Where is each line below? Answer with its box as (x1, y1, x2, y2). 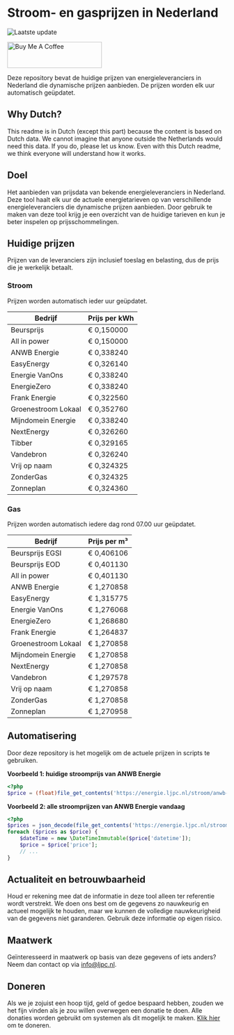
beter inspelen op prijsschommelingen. (7, 217, 120, 226)
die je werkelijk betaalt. (7, 263, 74, 272)
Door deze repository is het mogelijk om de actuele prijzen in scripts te (7, 748, 210, 757)
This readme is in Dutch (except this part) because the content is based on (7, 127, 221, 135)
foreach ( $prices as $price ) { (7, 828, 98, 836)
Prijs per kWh (88, 313, 134, 323)
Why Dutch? (7, 109, 63, 120)
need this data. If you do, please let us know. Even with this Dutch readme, (7, 141, 221, 150)
